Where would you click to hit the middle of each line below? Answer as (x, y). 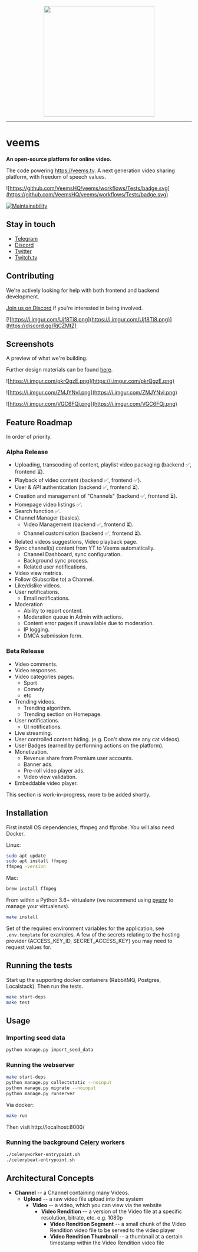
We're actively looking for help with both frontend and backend (83, 290)
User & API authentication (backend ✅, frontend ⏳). (77, 487)
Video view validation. (50, 777)
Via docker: (20, 1105)
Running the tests (39, 966)
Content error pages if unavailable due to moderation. (89, 623)
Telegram (26, 238)
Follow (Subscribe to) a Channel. (54, 579)
